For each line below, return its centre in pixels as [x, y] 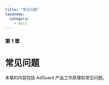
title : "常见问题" [22, 10]
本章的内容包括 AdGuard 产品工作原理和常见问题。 [56, 78]
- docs [21, 23]
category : [19, 19]
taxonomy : [15, 14]
